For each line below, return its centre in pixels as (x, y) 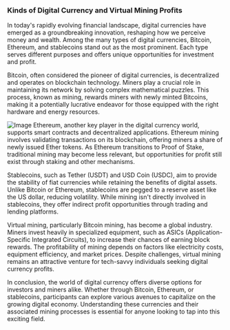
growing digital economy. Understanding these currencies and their (103, 305)
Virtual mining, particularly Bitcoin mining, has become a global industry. (110, 225)
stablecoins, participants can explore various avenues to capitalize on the (111, 297)
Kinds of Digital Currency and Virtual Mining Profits (95, 10)
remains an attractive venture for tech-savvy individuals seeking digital (108, 262)
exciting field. (27, 319)
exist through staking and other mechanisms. (71, 162)
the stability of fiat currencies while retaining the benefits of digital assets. (112, 183)
